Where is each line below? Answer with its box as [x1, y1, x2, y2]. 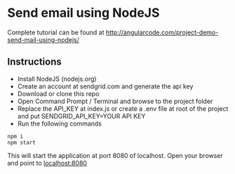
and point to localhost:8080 [7, 159, 88, 167]
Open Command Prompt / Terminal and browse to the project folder [17, 97, 213, 105]
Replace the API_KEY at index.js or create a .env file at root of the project [17, 104, 229, 113]
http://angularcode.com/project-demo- [105, 28, 219, 36]
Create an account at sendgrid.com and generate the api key [17, 82, 194, 91]
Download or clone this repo [17, 89, 100, 98]
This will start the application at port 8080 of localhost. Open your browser [7, 151, 223, 159]
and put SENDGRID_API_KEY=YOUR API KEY [17, 112, 146, 120]
